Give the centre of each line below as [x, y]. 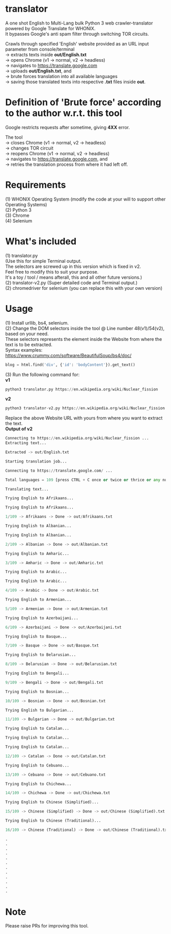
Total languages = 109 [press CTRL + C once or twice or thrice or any [83, 480]
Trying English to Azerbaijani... [42, 618]
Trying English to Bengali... [37, 673]
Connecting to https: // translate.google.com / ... [59, 471]
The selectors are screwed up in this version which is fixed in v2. [73, 266]
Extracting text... [26, 443]
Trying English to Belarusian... [41, 655]
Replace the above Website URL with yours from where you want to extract [84, 418]
